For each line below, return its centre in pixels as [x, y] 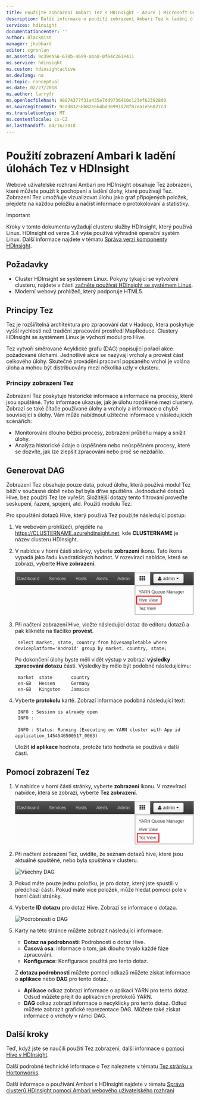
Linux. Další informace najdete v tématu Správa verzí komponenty [87, 239]
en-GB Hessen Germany [54, 684]
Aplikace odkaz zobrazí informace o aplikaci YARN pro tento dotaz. [106, 990]
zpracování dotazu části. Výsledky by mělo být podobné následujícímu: [103, 666]
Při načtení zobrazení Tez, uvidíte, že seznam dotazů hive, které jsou [99, 854]
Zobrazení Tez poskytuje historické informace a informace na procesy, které [100, 396]
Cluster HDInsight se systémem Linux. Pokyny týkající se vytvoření [96, 279]
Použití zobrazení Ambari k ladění [91, 156]
